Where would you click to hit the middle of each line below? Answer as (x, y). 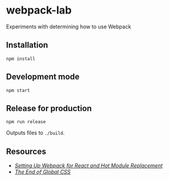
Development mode (43, 77)
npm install (21, 59)
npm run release (26, 122)
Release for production (49, 108)
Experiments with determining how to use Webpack (69, 27)
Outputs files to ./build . (35, 133)
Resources (26, 151)
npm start (18, 90)
